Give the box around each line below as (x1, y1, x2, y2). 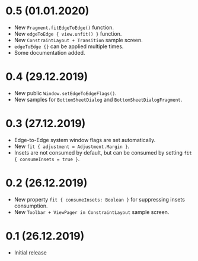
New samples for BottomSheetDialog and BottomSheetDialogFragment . (14, 96, 183, 103)
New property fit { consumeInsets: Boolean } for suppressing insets (14, 196, 185, 203)
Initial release (14, 249, 47, 256)
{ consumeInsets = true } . (14, 155, 80, 162)
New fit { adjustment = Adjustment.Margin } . (14, 143, 130, 150)
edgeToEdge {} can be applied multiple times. (14, 43, 124, 50)
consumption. (14, 202, 48, 209)
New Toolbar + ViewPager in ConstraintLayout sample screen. (14, 208, 170, 215)
